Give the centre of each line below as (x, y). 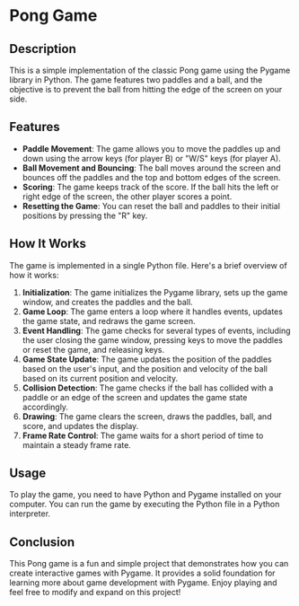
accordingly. (45, 407)
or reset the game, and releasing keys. (93, 349)
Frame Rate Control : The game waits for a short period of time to (143, 435)
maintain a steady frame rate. (77, 444)
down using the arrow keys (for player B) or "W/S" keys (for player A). (151, 158)
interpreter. (30, 514)
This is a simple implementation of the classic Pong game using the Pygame (150, 70)
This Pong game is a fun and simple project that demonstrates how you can (149, 564)
